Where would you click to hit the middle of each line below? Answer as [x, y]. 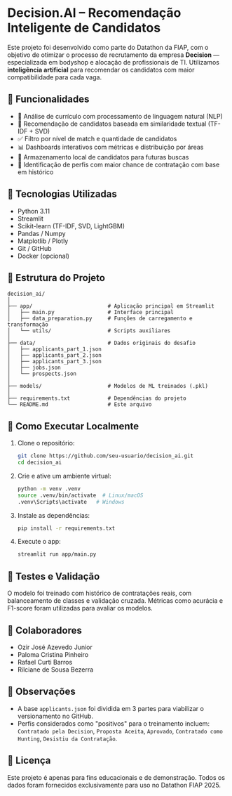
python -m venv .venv [49, 489]
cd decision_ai [40, 463]
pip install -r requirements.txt [66, 528]
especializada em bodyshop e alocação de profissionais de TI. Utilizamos [113, 62]
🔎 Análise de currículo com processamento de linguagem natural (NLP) [120, 116]
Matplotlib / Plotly [43, 241]
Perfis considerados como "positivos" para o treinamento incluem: [114, 723]
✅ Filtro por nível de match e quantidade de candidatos [97, 138]
